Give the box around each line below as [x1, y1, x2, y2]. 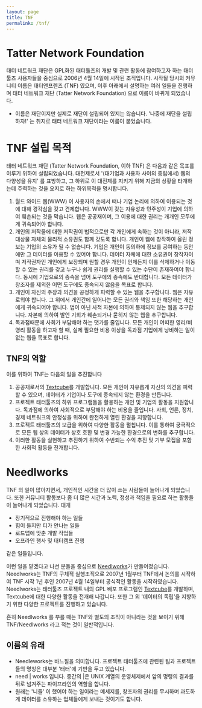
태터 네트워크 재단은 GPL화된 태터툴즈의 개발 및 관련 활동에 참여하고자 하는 [6, 67, 182, 74]
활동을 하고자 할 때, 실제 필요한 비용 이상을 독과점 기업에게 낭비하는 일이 [26, 326, 195, 333]
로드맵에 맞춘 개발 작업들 [14, 529, 74, 536]
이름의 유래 [6, 640, 45, 651]
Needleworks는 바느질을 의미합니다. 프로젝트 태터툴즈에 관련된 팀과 [14, 657, 175, 664]
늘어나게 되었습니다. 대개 [12, 502, 71, 508]
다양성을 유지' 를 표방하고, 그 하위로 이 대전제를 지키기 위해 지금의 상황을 [6, 177, 177, 185]
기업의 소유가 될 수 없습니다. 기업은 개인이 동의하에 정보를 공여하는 [26, 243, 183, 251]
